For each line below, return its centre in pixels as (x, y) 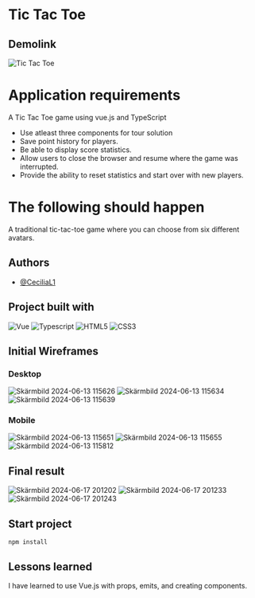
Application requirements (95, 95)
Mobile (22, 420)
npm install (28, 542)
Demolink (33, 44)
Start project (40, 524)
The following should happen (106, 207)
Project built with (51, 307)
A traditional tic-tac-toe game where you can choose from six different (124, 229)
